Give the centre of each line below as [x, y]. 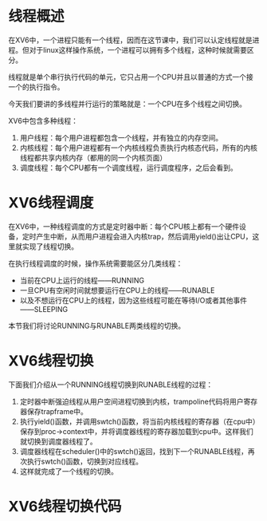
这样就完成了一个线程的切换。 [69, 471]
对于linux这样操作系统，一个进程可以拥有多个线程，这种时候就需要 [138, 49]
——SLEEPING [44, 309]
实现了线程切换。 [50, 246]
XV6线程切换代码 [65, 507]
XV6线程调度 [51, 203]
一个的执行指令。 [36, 87]
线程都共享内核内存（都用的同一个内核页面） [93, 157]
